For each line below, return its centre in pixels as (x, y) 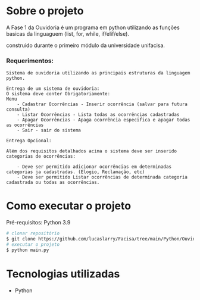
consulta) (18, 110)
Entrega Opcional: (29, 141)
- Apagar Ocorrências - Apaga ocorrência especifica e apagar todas (104, 120)
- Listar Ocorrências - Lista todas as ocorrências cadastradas (98, 115)
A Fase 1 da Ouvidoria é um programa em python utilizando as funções (93, 27)
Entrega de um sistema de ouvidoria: (53, 89)
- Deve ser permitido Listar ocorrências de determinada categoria (102, 177)
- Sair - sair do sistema (49, 130)
